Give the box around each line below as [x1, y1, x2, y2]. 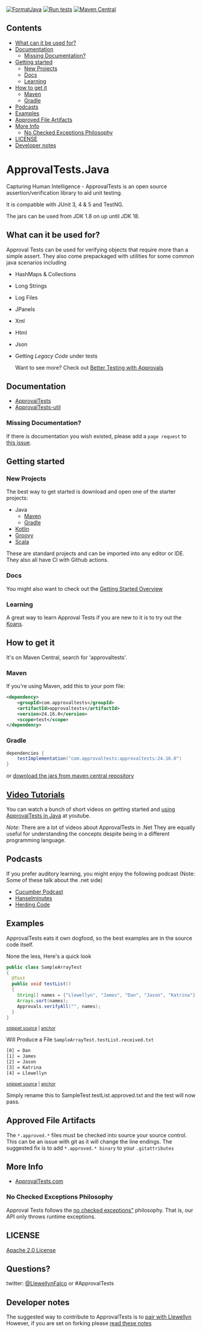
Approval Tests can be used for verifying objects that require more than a [6, 246, 189, 253]
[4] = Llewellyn [6, 1070, 47, 1076]
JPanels [14, 305, 35, 313]
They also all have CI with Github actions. [6, 556, 109, 564]
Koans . [6, 620, 24, 627]
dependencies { [6, 750, 45, 756]
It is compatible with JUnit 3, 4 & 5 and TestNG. [6, 201, 124, 208]
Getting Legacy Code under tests [14, 352, 98, 359]
